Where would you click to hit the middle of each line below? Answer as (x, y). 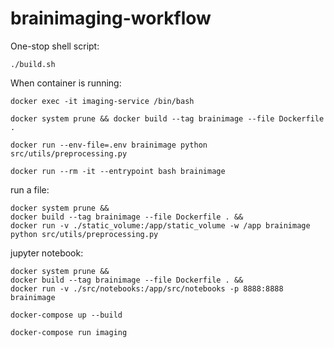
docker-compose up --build (66, 315)
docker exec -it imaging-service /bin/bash (102, 101)
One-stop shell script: (55, 46)
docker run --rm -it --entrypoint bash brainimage (118, 171)
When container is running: (66, 83)
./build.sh (33, 64)
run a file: (30, 189)
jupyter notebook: (47, 253)
